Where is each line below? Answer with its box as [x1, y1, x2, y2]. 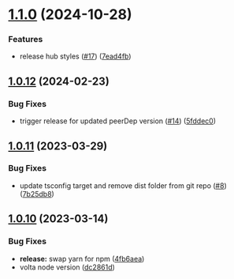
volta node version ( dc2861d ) [19, 262, 116, 272]
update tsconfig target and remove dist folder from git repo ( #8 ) [19, 180, 227, 190]
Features [8, 34, 43, 45]
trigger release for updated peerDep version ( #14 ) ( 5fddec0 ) [19, 116, 217, 126]
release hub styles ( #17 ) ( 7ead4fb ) [19, 51, 132, 61]
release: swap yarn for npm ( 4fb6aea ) [19, 254, 145, 263]
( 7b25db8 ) [19, 189, 55, 198]
